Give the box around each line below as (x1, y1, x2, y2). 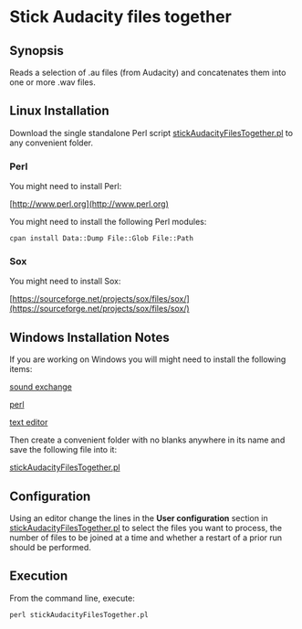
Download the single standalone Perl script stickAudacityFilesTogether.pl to (9, 127, 294, 138)
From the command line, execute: (9, 592, 135, 603)
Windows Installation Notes (9, 329, 171, 345)
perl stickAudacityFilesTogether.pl (9, 610, 149, 619)
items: (9, 364, 33, 375)
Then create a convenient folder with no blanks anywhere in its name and (9, 434, 286, 445)
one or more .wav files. (9, 77, 96, 88)
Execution (9, 569, 68, 584)
